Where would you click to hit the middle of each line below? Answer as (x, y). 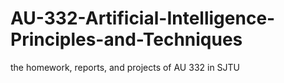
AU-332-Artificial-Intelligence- (143, 18)
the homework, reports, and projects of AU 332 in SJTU (125, 67)
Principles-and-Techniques (126, 39)
